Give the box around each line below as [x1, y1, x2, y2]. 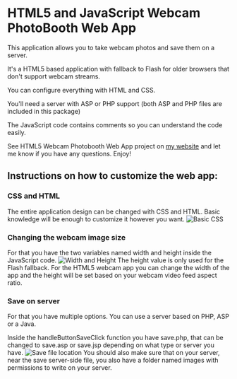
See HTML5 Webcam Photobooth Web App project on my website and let [7, 141, 221, 150]
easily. [7, 128, 26, 136]
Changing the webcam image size [7, 232, 126, 242]
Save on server [7, 296, 60, 305]
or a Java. [7, 320, 37, 328]
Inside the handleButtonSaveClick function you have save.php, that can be [7, 334, 224, 342]
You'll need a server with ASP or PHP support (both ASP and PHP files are [7, 99, 222, 107]
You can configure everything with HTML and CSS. [7, 86, 156, 94]
